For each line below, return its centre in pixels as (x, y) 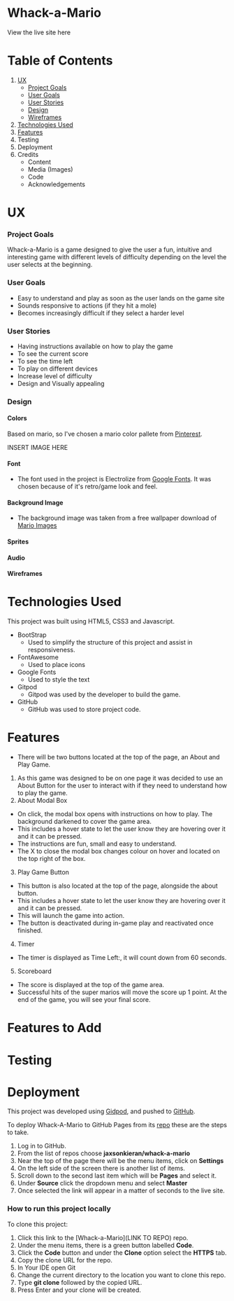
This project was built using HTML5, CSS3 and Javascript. (91, 621)
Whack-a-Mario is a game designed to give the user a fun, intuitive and (109, 249)
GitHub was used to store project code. (84, 710)
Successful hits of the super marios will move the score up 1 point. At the (122, 992)
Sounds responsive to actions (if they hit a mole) (87, 305)
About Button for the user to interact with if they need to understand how (122, 785)
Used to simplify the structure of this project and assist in (110, 642)
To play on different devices (57, 369)
